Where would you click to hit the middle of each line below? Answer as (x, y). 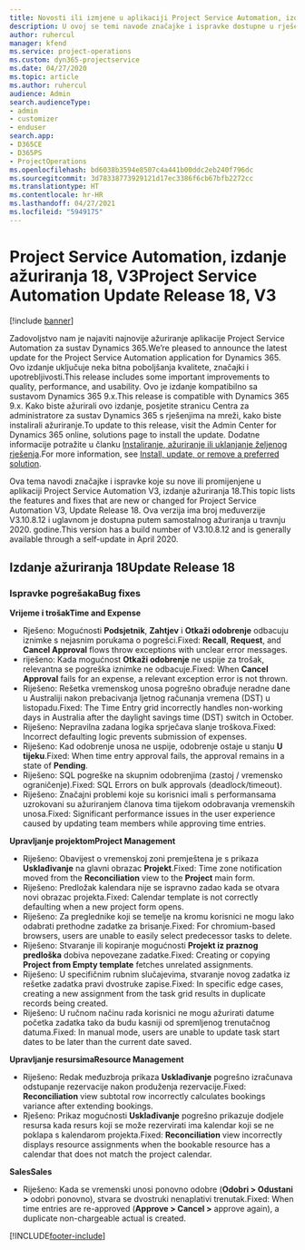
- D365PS (26, 153)
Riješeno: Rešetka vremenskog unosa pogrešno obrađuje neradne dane (156, 689)
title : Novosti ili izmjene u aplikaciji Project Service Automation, (146, 18)
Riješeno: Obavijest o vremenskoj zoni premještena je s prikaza (140, 859)
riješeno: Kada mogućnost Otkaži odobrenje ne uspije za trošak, (143, 660)
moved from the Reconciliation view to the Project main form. (139, 878)
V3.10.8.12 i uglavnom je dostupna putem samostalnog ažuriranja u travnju (148, 519)
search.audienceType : (50, 102)
